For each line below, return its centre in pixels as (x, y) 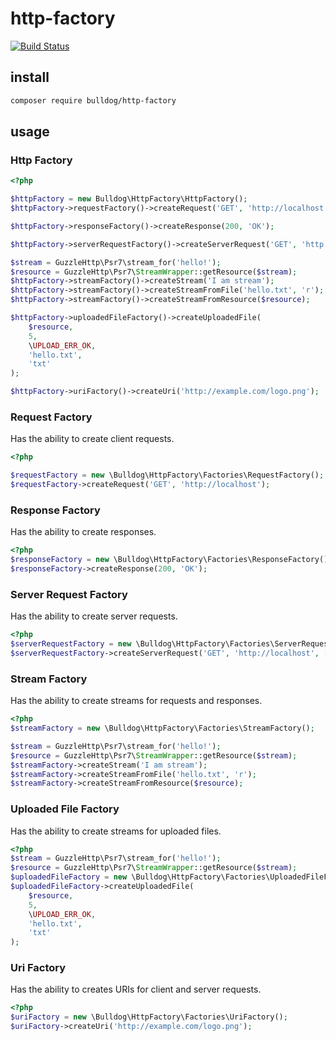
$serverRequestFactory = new (71, 644)
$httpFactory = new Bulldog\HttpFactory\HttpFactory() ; (129, 199)
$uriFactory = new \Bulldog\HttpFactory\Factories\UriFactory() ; (149, 1017)
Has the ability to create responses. (83, 532)
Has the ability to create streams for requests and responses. (136, 701)
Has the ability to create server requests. (94, 616)
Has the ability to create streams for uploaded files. (116, 831)
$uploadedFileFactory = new (69, 877)
